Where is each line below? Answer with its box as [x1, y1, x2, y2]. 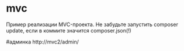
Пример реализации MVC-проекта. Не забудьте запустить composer [6, 21, 178, 28]
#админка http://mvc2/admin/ [6, 38, 79, 45]
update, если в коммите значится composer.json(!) [6, 27, 131, 34]
